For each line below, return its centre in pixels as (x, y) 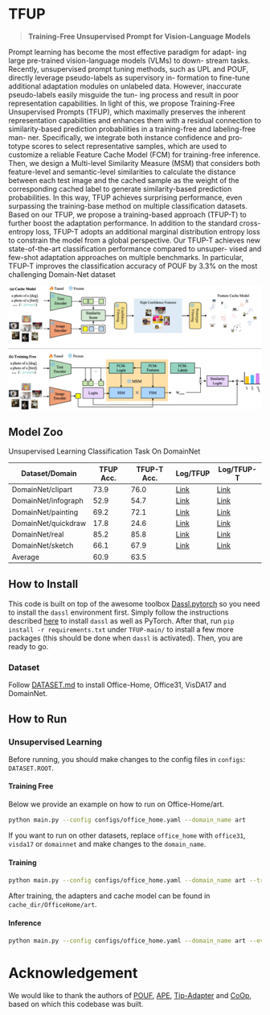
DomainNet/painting (45, 512)
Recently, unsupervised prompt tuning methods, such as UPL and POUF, (129, 68)
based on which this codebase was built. (76, 1005)
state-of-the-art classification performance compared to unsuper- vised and (135, 249)
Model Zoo (36, 432)
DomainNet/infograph (48, 501)
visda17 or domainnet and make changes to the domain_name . (107, 843)
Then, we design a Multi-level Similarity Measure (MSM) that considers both (135, 163)
